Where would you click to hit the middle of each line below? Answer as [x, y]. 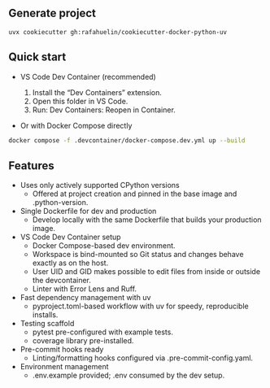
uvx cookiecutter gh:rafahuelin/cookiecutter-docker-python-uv [118, 32]
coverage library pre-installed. [83, 341]
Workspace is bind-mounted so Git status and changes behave [138, 255]
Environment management [64, 367]
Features [31, 166]
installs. [45, 315]
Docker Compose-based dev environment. [104, 246]
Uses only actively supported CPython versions [100, 185]
